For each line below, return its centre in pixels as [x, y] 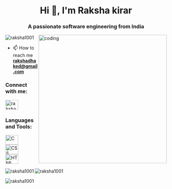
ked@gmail [25, 66]
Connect [16, 85]
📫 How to [23, 48]
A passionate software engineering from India [86, 27]
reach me [23, 55]
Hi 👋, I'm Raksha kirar [86, 11]
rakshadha [24, 61]
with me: [16, 91]
